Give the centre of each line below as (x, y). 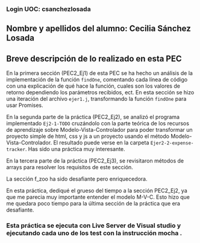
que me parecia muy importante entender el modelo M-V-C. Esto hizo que (98, 197)
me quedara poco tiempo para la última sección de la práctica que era (93, 204)
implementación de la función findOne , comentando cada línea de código (97, 80)
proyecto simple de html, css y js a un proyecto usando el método (88, 136)
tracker (16, 150)
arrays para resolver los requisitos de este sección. (70, 167)
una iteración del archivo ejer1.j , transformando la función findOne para (96, 99)
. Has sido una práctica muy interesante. (75, 149)
